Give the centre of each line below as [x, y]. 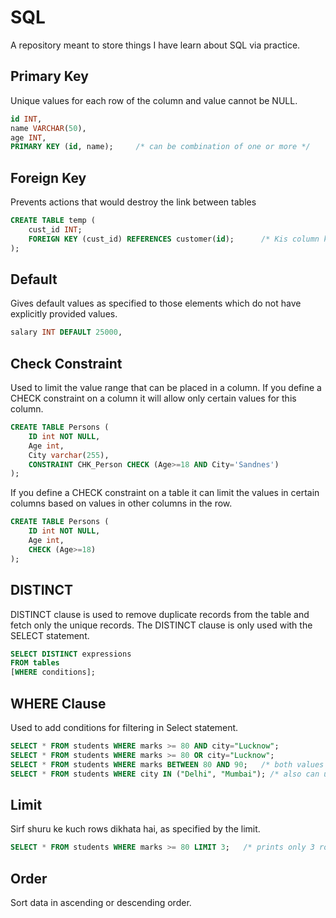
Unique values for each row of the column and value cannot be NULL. [154, 100]
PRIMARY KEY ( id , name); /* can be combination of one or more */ [160, 147]
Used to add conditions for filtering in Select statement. [124, 727]
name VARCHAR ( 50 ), [48, 128]
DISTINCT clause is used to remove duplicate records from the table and [160, 614]
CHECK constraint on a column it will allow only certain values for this [153, 398]
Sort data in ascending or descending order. [101, 902]
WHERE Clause [58, 703]
